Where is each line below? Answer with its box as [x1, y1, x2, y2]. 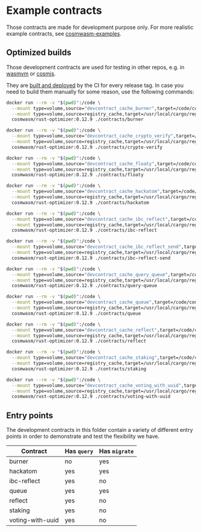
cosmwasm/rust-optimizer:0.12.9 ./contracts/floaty [11, 172, 144, 178]
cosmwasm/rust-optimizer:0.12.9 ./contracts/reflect [11, 338, 147, 344]
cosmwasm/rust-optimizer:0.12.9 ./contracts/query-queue [11, 283, 158, 289]
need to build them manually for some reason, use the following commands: [6, 88, 194, 95]
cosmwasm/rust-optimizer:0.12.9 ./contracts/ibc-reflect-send [11, 255, 171, 261]
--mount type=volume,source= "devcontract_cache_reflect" [11, 327, 158, 333]
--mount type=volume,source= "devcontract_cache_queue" [11, 299, 152, 305]
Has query [64, 447, 94, 455]
